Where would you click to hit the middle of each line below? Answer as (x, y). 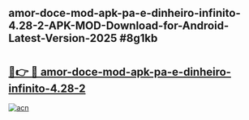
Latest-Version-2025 (63, 38)
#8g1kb (138, 38)
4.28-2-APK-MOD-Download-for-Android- (119, 26)
